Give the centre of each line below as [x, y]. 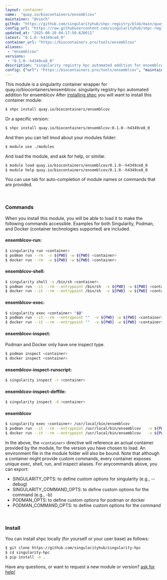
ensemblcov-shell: [25, 271]
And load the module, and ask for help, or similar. [55, 156]
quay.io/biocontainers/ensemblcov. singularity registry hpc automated [77, 90]
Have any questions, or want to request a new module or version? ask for [80, 567]
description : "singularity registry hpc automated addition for [73, 65]
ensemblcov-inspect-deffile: [36, 391]
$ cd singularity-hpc [28, 553]
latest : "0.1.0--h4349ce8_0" [35, 38]
